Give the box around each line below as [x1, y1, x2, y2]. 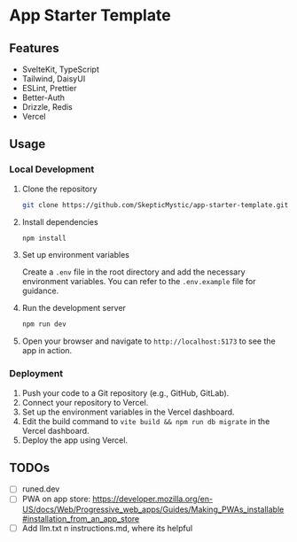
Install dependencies [21, 216, 99, 227]
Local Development [9, 163, 95, 175]
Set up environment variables [21, 250, 130, 260]
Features [9, 41, 59, 56]
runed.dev [21, 484, 60, 494]
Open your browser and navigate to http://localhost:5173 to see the [21, 336, 277, 346]
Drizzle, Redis [21, 102, 74, 112]
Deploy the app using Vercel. [21, 435, 129, 445]
